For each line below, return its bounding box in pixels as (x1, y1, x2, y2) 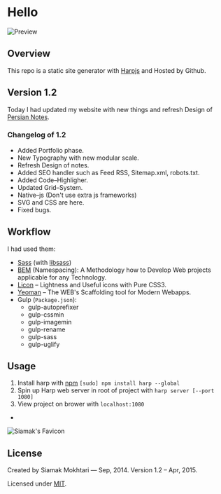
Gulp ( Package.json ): (17, 295, 77, 303)
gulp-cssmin (27, 310, 64, 319)
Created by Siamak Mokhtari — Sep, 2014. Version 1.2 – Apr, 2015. (7, 466, 198, 474)
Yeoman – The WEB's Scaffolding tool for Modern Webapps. (17, 288, 192, 296)
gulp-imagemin (27, 317, 72, 326)
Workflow (7, 226, 51, 238)
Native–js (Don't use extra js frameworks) (17, 191, 137, 199)
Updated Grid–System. (17, 183, 83, 191)
